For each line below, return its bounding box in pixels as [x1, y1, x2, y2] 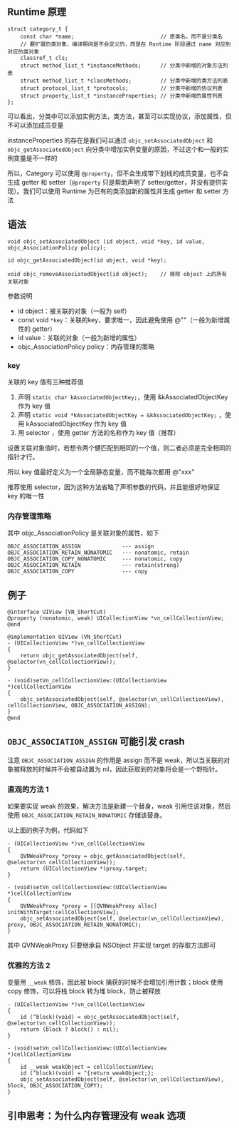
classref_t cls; [20, 54, 69, 61]
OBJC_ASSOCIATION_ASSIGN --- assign [7, 543, 154, 550]
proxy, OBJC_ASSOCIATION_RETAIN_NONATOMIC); [7, 921, 142, 928]
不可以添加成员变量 [7, 121, 64, 129]
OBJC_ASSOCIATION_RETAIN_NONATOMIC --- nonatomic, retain [7, 549, 190, 557]
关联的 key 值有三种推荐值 [7, 377, 84, 386]
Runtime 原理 [7, 6, 66, 19]
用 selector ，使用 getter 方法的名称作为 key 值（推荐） [17, 428, 180, 436]
